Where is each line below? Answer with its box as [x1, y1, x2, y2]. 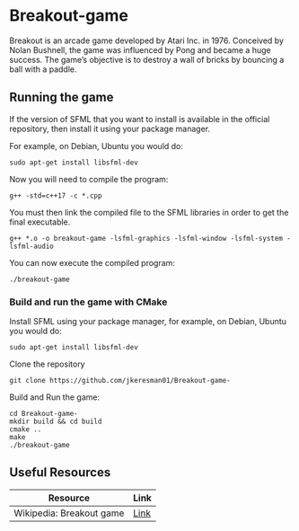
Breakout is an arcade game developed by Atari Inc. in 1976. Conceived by [9, 35, 285, 46]
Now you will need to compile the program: [9, 173, 169, 184]
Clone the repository [9, 358, 85, 369]
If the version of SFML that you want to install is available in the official [9, 113, 270, 124]
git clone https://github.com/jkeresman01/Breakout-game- [9, 376, 231, 385]
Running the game [9, 90, 114, 105]
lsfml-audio [9, 242, 54, 251]
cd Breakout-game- [9, 410, 78, 419]
